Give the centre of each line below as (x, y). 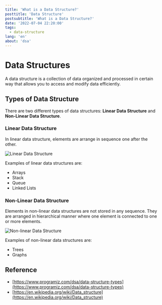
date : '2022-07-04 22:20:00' (34, 23)
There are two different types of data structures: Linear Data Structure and (80, 111)
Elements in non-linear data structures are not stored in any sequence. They (81, 211)
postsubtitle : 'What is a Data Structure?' (50, 18)
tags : (10, 28)
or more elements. (23, 221)
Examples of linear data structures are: (44, 163)
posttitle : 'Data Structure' (34, 14)
